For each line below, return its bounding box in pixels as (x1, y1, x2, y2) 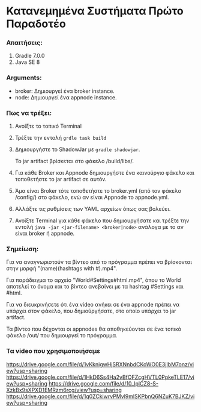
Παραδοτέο (6, 17, 66, 31)
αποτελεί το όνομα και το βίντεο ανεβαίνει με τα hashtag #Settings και (6, 283, 184, 290)
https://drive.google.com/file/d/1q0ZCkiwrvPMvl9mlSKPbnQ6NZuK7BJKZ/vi (6, 393, 195, 400)
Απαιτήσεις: (6, 39, 43, 47)
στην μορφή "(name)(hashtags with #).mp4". (6, 265, 118, 272)
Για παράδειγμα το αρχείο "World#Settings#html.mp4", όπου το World (6, 276, 181, 284)
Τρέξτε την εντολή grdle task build (14, 134, 107, 142)
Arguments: (6, 73, 42, 82)
